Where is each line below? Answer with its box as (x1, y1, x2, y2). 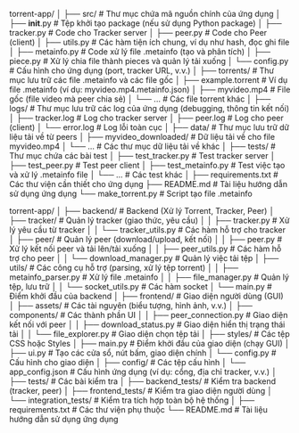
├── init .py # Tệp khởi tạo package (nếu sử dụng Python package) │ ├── (9, 18, 283, 29)
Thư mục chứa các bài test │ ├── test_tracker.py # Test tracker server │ (9, 151, 276, 160)
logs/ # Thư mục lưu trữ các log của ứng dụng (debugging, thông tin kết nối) (9, 103, 290, 113)
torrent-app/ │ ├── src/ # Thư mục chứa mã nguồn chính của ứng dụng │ (9, 9, 281, 19)
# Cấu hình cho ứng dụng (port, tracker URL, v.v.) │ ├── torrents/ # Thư (9, 65, 275, 76)
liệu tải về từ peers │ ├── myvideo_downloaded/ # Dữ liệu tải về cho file (9, 132, 275, 142)
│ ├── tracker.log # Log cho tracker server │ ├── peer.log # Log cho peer (9, 112, 284, 123)
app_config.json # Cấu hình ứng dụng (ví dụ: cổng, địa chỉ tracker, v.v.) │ (9, 366, 278, 377)
